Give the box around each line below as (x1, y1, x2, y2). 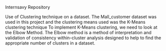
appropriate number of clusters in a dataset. (5, 40, 95, 46)
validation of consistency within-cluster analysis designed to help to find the (5, 35, 162, 41)
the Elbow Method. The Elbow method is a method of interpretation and (5, 30, 152, 35)
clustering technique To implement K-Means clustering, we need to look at (5, 24, 158, 30)
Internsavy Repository (5, 4, 51, 10)
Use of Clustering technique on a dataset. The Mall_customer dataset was (5, 14, 157, 19)
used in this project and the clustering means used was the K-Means (5, 19, 146, 25)
